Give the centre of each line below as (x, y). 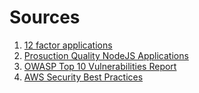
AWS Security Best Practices (83, 77)
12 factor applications (68, 45)
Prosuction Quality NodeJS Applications (106, 55)
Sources (45, 17)
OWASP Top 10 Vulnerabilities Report (100, 66)
